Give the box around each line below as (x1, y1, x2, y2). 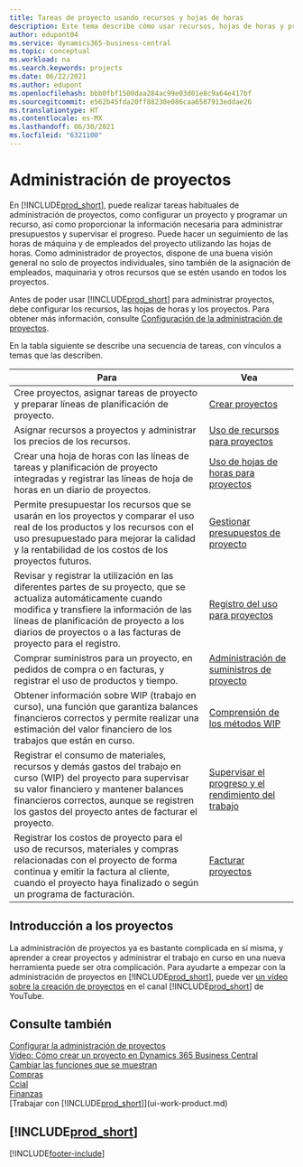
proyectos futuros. (14, 555, 92, 567)
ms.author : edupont (9, 80, 83, 89)
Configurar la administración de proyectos (9, 1041, 167, 1051)
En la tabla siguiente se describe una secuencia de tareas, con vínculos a (9, 340, 282, 350)
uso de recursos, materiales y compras (14, 842, 179, 854)
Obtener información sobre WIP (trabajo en (14, 688, 197, 701)
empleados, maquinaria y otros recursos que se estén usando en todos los (9, 266, 287, 277)
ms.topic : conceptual (9, 47, 91, 56)
